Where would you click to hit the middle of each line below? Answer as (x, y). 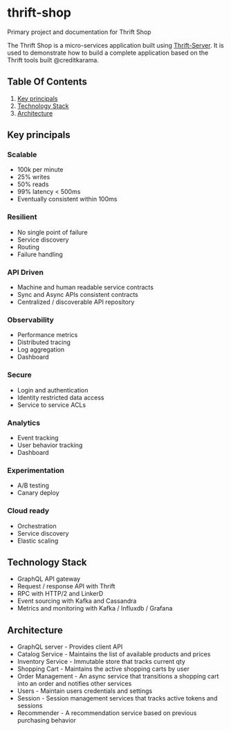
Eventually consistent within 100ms (67, 199)
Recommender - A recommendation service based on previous (107, 713)
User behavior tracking (50, 445)
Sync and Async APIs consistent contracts (77, 295)
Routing (28, 246)
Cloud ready (28, 511)
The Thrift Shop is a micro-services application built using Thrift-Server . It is (115, 45)
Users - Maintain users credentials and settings (85, 691)
